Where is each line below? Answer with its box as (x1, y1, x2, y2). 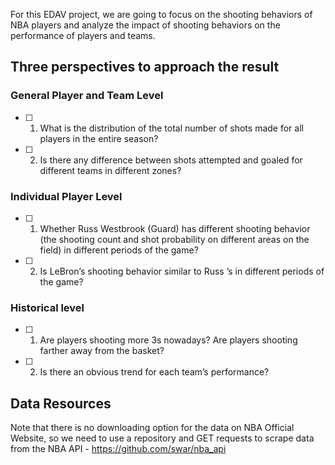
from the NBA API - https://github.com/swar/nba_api (10, 443, 227, 455)
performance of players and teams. (10, 30, 156, 41)
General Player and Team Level (10, 89, 164, 103)
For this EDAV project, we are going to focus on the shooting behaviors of (10, 9, 313, 20)
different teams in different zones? (39, 164, 182, 176)
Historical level (10, 300, 85, 314)
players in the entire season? (39, 132, 159, 144)
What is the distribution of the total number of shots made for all (39, 122, 304, 134)
